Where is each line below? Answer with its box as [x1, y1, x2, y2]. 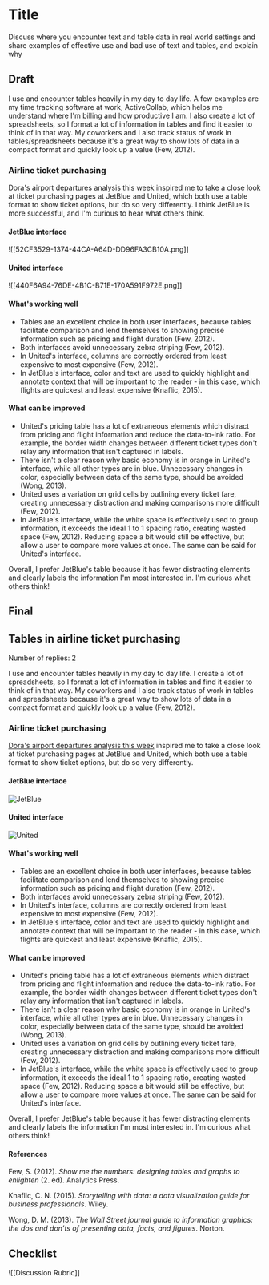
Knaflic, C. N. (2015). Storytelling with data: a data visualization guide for [8, 1191, 250, 1201]
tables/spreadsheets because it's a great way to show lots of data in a [8, 136, 239, 146]
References [8, 1149, 48, 1158]
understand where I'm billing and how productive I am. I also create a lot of [8, 111, 255, 120]
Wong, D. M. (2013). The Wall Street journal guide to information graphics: [8, 1215, 254, 1225]
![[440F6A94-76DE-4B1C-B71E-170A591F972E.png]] [8, 280, 183, 290]
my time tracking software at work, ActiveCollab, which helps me [8, 102, 223, 111]
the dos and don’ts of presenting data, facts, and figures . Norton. [8, 1223, 225, 1233]
